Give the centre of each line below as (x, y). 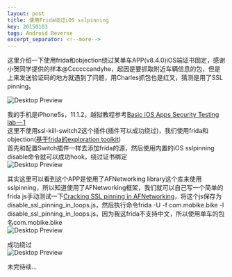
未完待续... (22, 267)
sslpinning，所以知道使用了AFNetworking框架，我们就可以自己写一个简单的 (115, 188)
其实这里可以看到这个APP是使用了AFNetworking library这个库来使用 (105, 179)
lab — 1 (17, 122)
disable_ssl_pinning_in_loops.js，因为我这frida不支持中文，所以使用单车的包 (116, 214)
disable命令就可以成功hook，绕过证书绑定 (67, 157)
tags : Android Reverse (40, 33)
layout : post (26, 14)
